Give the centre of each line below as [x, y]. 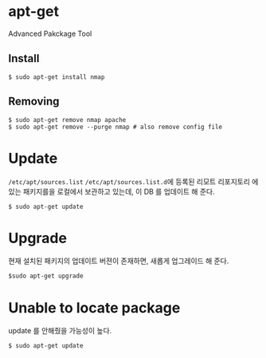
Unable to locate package [94, 307]
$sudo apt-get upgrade [46, 276]
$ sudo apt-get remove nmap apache [67, 120]
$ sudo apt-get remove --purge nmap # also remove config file [115, 127]
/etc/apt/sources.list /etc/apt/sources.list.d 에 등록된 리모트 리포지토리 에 [133, 181]
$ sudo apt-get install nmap [57, 77]
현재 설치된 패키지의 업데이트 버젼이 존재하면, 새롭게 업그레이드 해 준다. [119, 261]
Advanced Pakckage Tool [50, 33]
